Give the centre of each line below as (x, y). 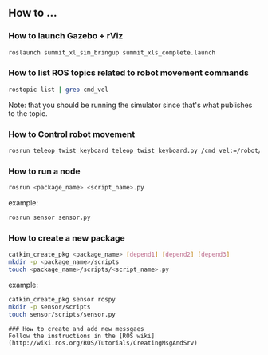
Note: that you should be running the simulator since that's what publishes (130, 105)
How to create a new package (67, 237)
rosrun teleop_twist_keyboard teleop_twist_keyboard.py (103, 151)
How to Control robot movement (72, 134)
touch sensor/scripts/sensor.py (62, 314)
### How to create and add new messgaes (77, 329)
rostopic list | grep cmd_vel (59, 90)
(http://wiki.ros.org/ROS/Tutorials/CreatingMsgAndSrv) (103, 343)
